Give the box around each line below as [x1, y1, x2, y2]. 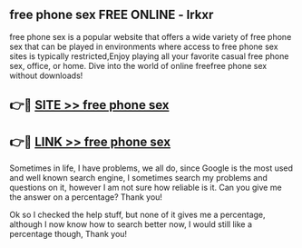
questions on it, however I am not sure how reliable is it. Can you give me [9, 182, 283, 193]
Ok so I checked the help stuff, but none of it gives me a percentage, [9, 209, 266, 221]
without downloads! [9, 70, 83, 81]
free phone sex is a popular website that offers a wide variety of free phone [9, 31, 292, 42]
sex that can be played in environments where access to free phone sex [9, 41, 278, 52]
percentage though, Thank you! [9, 229, 128, 240]
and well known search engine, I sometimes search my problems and [9, 173, 268, 184]
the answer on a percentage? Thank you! [9, 192, 163, 203]
